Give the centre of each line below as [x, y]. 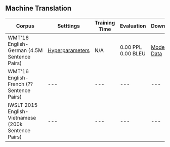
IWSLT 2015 [23, 105]
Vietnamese [22, 117]
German [17, 50]
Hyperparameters [69, 50]
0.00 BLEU [133, 53]
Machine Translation [38, 8]
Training [105, 22]
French [16, 84]
